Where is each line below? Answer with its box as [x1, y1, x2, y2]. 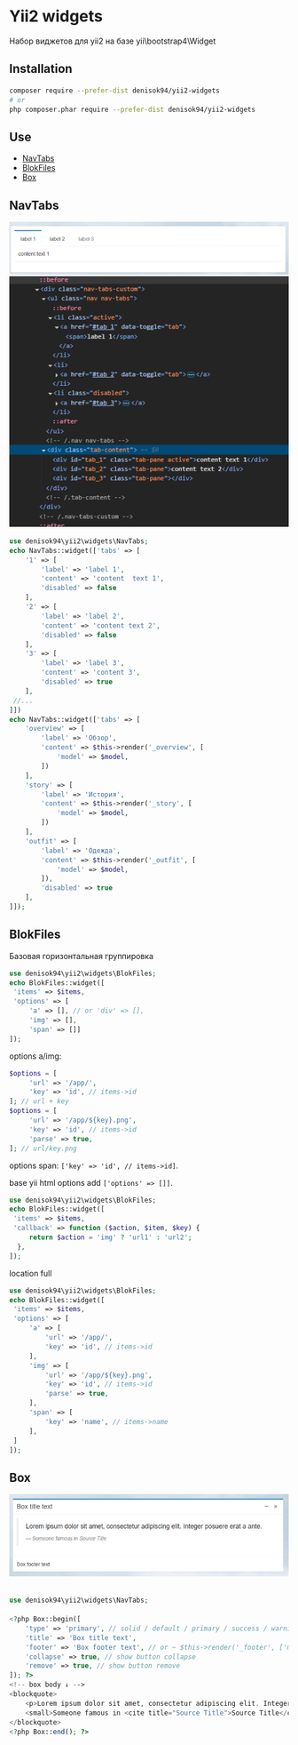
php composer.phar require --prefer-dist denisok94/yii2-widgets [9, 105, 255, 114]
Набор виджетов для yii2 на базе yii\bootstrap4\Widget [9, 36, 216, 46]
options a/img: [9, 1051, 62, 1061]
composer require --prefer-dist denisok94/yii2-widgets [9, 86, 220, 95]
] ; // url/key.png [9, 1144, 77, 1153]
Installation [9, 61, 73, 76]
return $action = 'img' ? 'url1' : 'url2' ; [28, 1233, 192, 1242]
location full [9, 1268, 52, 1278]
